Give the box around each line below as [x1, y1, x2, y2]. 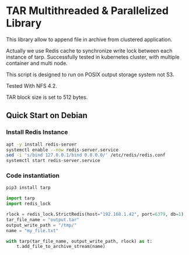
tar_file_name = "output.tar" [6, 216, 80, 223]
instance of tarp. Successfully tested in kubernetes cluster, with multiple [6, 53, 180, 60]
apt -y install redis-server [6, 142, 77, 147]
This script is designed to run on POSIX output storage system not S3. [6, 71, 174, 78]
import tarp [6, 195, 35, 201]
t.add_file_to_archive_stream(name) [16, 244, 106, 250]
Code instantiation [6, 171, 60, 180]
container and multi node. [6, 60, 68, 67]
